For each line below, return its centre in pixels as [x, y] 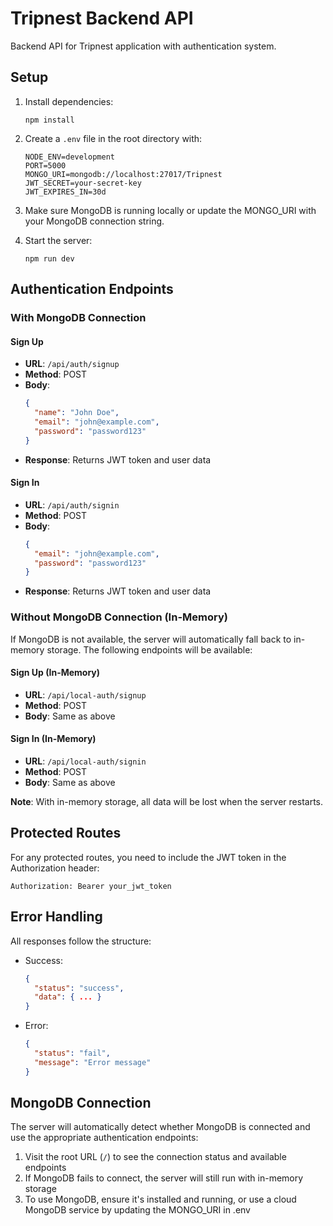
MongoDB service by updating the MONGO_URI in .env [137, 1210]
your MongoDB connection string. [94, 221]
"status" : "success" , [79, 988]
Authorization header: [55, 868]
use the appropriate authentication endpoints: [104, 1138]
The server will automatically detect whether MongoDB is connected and [160, 1127]
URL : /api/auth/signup [72, 364]
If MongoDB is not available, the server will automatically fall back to [151, 639]
